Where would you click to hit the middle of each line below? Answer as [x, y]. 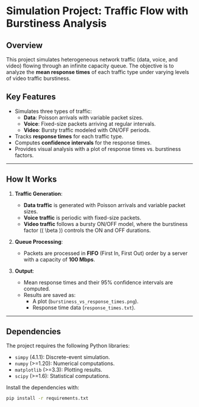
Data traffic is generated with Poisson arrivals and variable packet [104, 205]
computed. [37, 289]
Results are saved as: [49, 295]
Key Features [31, 97]
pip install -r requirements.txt [47, 398]
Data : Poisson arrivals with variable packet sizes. [84, 117]
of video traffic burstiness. [38, 78]
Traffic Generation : [38, 193]
